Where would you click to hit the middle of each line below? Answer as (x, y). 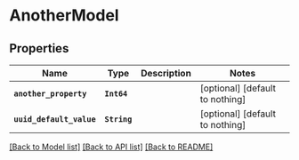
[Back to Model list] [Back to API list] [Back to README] (111, 147)
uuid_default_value (55, 120)
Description (166, 73)
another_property (50, 94)
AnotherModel (64, 16)
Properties (39, 48)
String (118, 120)
